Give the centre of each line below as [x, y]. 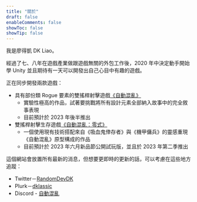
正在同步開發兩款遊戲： [34, 83]
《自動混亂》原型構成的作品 [57, 139]
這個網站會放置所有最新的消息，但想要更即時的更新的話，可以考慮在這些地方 [98, 159]
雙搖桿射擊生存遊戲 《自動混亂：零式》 [61, 125]
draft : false [22, 17]
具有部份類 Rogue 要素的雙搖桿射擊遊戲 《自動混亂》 [78, 95]
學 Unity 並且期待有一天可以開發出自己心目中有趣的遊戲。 [76, 70]
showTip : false [25, 33]
